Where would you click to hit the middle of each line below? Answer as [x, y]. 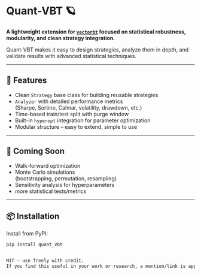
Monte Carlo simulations [45, 172]
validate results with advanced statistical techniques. [71, 56]
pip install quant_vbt [34, 245]
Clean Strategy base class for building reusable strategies [86, 95]
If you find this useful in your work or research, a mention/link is [96, 267]
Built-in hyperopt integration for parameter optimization [83, 120]
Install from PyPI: [27, 234]
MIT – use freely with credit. [45, 261]
